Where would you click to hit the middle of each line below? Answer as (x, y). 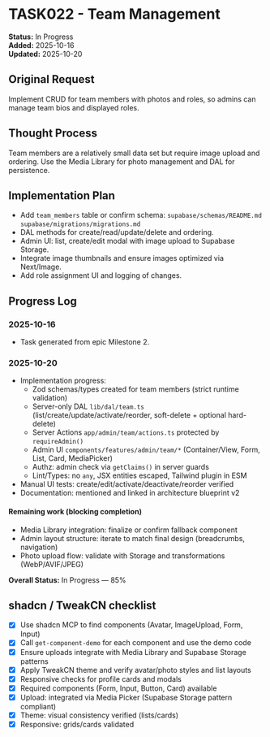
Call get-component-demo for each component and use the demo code (135, 643)
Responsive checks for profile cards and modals (101, 678)
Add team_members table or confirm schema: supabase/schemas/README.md (141, 215)
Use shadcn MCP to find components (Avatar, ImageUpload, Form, (131, 625)
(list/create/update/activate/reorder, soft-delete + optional (129, 415)
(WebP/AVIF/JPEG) (51, 564)
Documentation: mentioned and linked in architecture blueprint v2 (130, 493)
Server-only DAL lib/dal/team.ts (88, 406)
